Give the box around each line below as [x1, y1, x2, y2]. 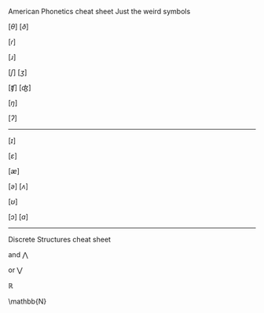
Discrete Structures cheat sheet [8, 235, 112, 244]
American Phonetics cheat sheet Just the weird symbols [8, 7, 191, 16]
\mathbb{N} [8, 296, 47, 306]
